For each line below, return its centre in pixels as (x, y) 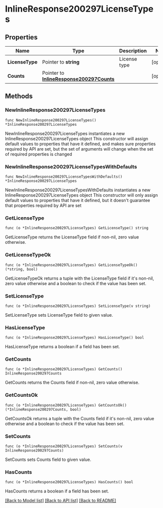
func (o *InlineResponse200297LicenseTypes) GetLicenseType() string (77, 228)
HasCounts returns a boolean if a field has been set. (57, 491)
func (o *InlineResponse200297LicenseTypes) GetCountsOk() (66, 405)
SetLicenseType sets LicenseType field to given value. (59, 315)
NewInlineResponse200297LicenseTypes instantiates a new (65, 133)
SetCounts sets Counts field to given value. (48, 459)
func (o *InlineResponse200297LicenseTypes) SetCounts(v (64, 446)
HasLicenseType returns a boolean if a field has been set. (63, 347)
